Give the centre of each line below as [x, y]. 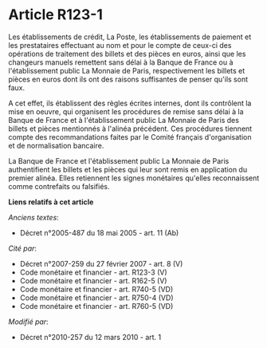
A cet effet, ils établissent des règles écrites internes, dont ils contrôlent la [130, 103]
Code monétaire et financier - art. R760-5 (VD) [96, 306]
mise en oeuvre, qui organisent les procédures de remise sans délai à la [126, 111]
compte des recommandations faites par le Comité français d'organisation [130, 136]
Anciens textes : [34, 217]
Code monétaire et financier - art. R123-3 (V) [93, 272]
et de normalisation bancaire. [56, 145]
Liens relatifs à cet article [51, 202]
